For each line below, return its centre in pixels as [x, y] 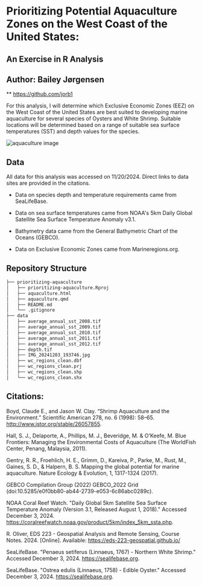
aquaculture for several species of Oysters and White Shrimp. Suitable [93, 118]
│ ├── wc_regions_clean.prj [44, 367]
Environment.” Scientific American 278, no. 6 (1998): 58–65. [80, 417]
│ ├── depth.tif [29, 349]
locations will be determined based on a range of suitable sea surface [93, 125]
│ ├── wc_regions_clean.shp [44, 372]
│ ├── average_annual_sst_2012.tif [54, 344]
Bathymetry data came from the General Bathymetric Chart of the [96, 231]
